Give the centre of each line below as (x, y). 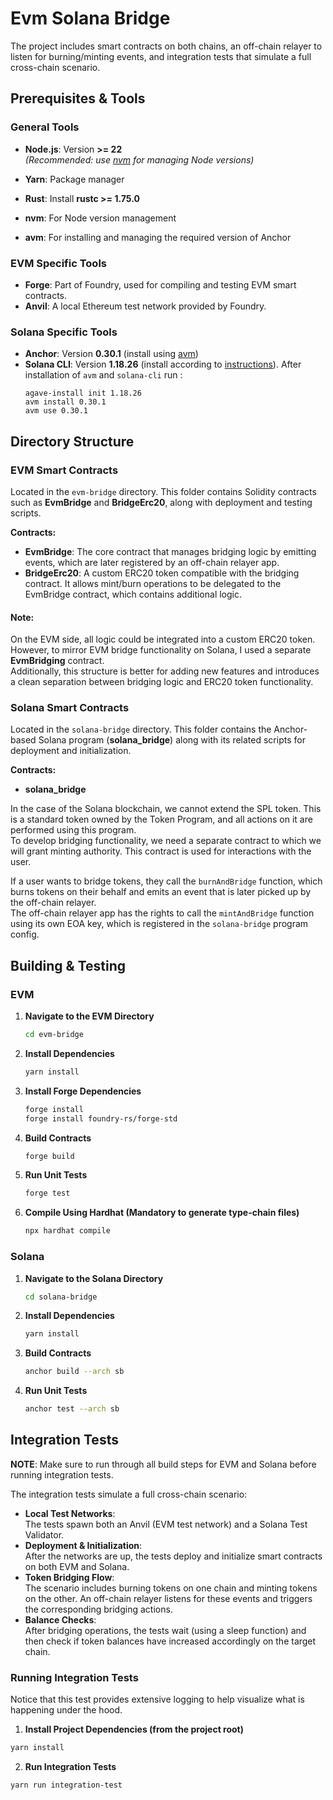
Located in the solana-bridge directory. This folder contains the (141, 729)
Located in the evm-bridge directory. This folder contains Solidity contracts (163, 491)
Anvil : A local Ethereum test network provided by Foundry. (145, 306)
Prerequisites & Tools (78, 98)
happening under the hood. (66, 1710)
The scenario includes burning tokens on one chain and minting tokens (171, 1588)
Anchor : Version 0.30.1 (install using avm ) (111, 354)
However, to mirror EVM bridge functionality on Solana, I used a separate (161, 650)
